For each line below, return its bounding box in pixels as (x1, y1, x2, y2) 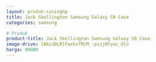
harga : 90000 (6, 47, 39, 53)
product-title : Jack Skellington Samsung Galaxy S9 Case (6, 36, 151, 42)
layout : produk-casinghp (6, 8, 68, 15)
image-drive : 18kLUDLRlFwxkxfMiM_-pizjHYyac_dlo (6, 41, 129, 47)
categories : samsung (6, 19, 58, 25)
